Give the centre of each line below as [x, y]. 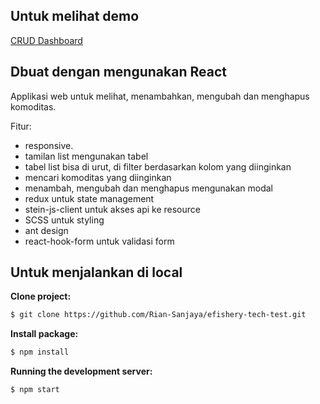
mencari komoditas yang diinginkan [98, 177]
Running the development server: [81, 371]
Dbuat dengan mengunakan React [118, 72]
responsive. [49, 145]
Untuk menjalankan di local [96, 272]
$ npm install [40, 352]
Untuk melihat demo [75, 16]
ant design [46, 230]
